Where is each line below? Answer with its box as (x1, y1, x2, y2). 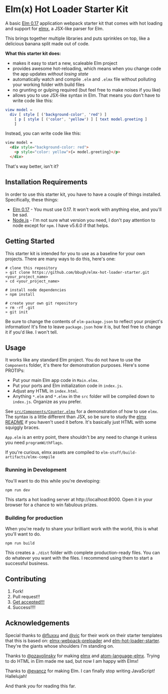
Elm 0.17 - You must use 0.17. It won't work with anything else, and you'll (12, 206, 162, 212)
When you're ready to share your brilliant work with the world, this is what (5, 525, 158, 531)
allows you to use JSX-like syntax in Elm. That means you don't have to (12, 92, 160, 98)
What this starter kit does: (5, 50, 61, 56)
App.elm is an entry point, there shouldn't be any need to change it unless (5, 434, 157, 440)
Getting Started (5, 237, 55, 246)
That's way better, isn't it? (5, 163, 59, 169)
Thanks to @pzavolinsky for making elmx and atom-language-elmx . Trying (5, 653, 160, 659)
